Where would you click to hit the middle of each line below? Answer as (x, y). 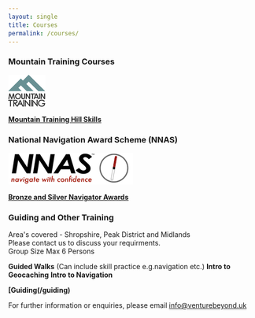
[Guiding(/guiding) (39, 290)
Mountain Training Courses (62, 61)
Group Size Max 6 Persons (52, 251)
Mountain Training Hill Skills (55, 119)
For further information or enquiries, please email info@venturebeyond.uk (128, 305)
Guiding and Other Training (61, 217)
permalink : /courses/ (44, 33)
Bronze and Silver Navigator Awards (68, 197)
